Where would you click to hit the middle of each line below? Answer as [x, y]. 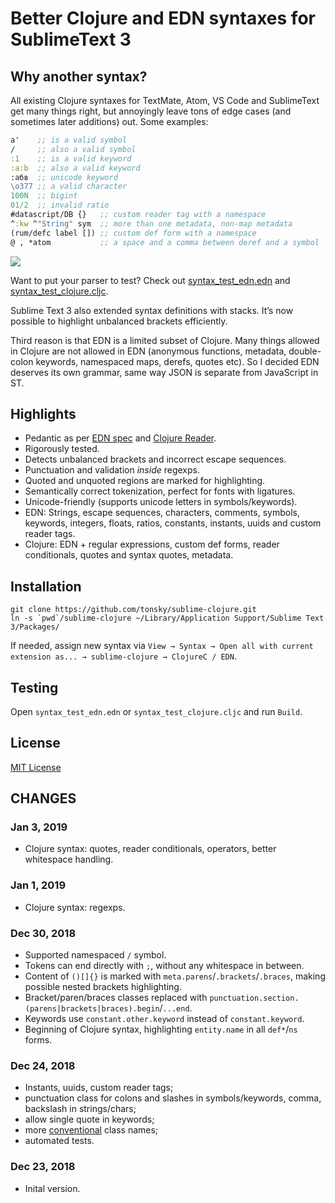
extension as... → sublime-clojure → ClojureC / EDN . [123, 656]
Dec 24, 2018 [43, 1065]
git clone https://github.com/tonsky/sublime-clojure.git [133, 610]
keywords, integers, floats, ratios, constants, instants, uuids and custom [173, 523]
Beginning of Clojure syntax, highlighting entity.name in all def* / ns [161, 1029]
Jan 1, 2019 [38, 885]
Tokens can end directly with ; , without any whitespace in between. [164, 966]
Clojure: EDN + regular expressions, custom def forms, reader [152, 544]
